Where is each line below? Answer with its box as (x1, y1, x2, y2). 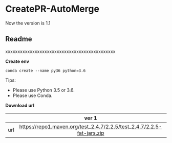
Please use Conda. (12, 92, 53, 99)
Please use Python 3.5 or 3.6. (12, 87, 75, 93)
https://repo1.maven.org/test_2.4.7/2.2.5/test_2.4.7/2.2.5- (19, 123, 162, 130)
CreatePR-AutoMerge (5, 3, 100, 15)
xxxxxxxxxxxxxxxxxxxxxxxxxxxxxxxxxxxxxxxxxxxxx (5, 48, 116, 54)
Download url (5, 102, 35, 108)
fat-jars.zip (77, 129, 104, 136)
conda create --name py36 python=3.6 (5, 68, 86, 73)
